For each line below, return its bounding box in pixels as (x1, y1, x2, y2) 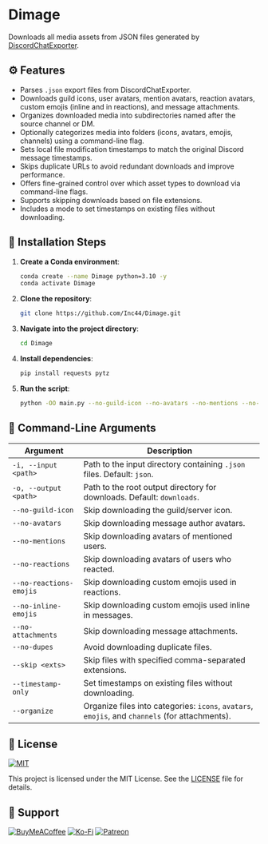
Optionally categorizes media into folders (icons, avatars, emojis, (19, 127, 234, 137)
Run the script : (19, 384, 70, 393)
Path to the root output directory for (83, 481, 217, 492)
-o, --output (12, 484, 62, 492)
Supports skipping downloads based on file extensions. (19, 195, 203, 205)
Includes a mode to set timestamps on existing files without (19, 204, 215, 213)
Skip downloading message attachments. (83, 625, 238, 636)
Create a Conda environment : (19, 257, 120, 266)
